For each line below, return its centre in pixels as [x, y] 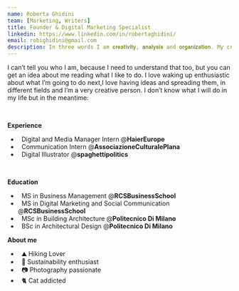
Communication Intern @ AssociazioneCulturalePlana [100, 147]
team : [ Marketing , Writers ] [49, 21]
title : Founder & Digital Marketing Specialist [79, 27]
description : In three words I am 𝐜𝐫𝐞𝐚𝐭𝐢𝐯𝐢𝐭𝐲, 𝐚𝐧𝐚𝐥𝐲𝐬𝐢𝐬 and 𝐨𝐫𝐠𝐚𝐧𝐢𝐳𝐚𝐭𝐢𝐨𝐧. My [116, 47]
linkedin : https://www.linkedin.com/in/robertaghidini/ [92, 34]
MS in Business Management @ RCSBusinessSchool [99, 196]
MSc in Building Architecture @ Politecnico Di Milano [99, 219]
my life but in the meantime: [48, 98]
